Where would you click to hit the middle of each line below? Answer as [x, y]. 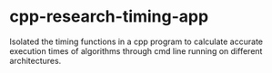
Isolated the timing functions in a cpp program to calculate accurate [136, 41]
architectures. [35, 60]
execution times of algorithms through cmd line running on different [136, 50]
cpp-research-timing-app [109, 17]
